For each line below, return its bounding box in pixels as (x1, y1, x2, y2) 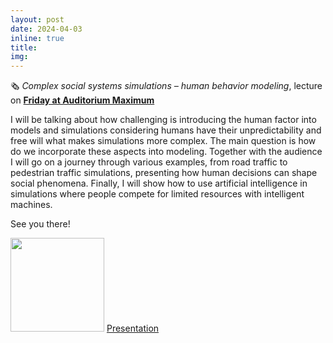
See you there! (10, 218, 71, 230)
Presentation (106, 322, 160, 335)
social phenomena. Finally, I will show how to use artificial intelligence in (10, 177, 308, 190)
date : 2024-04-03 (10, 24, 83, 34)
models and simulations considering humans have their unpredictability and (10, 124, 322, 136)
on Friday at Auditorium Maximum (10, 94, 155, 106)
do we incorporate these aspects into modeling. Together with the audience (10, 146, 323, 158)
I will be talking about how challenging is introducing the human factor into (10, 114, 317, 126)
